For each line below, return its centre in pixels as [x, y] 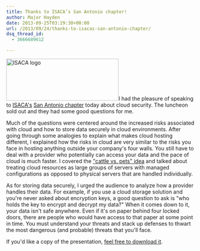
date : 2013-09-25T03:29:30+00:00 [48, 23]
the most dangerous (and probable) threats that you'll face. [79, 230]
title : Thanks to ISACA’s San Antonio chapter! [67, 12]
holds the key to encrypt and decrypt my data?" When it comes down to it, [98, 205]
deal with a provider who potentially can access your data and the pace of [98, 155]
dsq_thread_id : [25, 34]
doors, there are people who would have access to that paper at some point [100, 217]
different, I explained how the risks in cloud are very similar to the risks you [99, 142]
